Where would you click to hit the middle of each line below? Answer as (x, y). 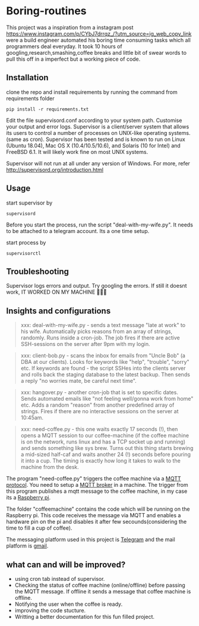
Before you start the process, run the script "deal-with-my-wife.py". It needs (99, 225)
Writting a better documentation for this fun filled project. (85, 617)
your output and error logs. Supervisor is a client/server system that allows (98, 127)
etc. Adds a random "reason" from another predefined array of (97, 405)
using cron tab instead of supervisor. (60, 579)
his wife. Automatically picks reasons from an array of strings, (97, 332)
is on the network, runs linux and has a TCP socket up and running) (103, 442)
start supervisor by (29, 203)
